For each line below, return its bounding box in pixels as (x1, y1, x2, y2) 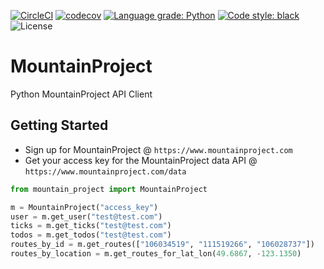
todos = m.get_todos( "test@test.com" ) (10, 230, 172, 240)
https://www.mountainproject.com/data (24, 166, 187, 177)
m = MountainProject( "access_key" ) (10, 202, 159, 212)
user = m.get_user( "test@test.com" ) (10, 211, 163, 222)
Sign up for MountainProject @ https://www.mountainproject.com (24, 143, 293, 155)
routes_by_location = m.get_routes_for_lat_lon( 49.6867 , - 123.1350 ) (10, 249, 302, 259)
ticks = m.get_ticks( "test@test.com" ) (10, 221, 172, 231)
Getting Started (10, 117, 109, 134)
